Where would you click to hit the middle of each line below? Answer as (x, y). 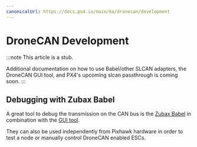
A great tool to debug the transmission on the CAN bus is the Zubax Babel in (99, 114)
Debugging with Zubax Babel (60, 99)
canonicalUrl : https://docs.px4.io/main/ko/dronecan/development (88, 12)
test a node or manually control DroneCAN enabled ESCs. (76, 138)
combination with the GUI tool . (43, 120)
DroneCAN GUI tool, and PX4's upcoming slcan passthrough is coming (92, 75)
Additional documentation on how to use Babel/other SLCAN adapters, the (96, 68)
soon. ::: (16, 81)
